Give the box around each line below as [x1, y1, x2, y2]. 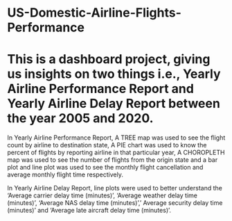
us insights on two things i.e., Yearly [7, 66, 221, 82]
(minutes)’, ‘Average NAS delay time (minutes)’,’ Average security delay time [7, 199, 223, 207]
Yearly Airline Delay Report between [7, 96, 220, 112]
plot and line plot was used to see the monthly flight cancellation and [7, 163, 204, 172]
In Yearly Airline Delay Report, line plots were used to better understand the [7, 184, 223, 193]
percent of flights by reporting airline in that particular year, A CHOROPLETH [7, 148, 225, 157]
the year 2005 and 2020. [7, 110, 154, 126]
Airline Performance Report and [7, 81, 194, 97]
